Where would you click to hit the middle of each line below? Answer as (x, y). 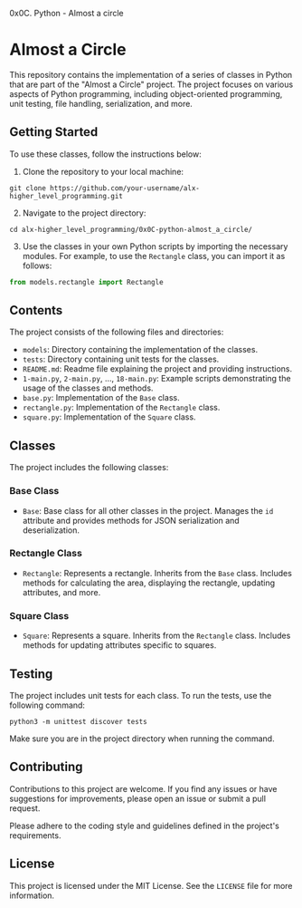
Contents (36, 310)
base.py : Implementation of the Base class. (101, 398)
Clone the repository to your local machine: (103, 171)
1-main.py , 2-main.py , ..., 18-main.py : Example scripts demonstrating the (156, 379)
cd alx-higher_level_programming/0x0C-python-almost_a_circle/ (131, 229)
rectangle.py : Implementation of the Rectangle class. (121, 408)
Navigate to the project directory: (84, 213)
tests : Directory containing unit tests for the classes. (121, 359)
